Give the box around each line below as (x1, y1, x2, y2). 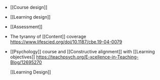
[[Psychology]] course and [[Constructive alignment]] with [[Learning (10, 49, 155, 54)
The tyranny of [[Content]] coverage (10, 34, 87, 39)
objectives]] (10, 54, 35, 60)
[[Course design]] (10, 5, 48, 10)
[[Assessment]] (10, 24, 43, 30)
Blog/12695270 (10, 59, 42, 65)
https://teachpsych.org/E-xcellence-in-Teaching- (36, 54, 139, 60)
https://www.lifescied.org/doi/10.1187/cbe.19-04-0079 (10, 39, 123, 45)
